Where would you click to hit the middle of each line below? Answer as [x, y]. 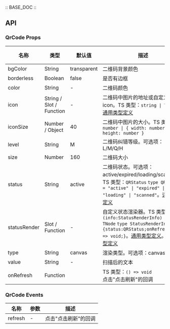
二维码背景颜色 [120, 69]
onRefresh [20, 275]
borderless [21, 78]
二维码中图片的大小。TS [131, 122]
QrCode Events [24, 295]
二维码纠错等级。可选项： [133, 142]
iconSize [18, 127]
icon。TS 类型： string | [132, 105]
